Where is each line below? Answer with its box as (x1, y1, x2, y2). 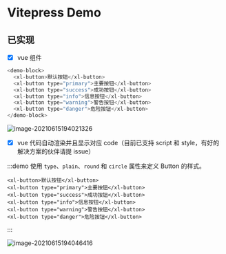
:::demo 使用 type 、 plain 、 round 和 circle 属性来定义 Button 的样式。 (7, 162, 205, 170)
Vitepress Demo (7, 5, 101, 21)
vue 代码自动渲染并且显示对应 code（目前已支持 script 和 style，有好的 (17, 139, 219, 147)
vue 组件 (17, 54, 43, 61)
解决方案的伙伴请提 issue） (17, 147, 95, 156)
